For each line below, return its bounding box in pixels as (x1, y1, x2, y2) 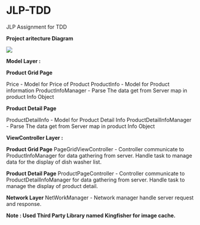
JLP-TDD (6, 4, 51, 17)
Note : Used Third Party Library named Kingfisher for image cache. (6, 212, 176, 219)
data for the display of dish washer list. (6, 158, 102, 165)
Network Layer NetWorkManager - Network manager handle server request (6, 194, 194, 201)
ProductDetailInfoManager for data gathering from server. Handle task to (6, 176, 185, 183)
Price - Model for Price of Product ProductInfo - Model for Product (6, 80, 170, 87)
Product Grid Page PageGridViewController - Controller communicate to (6, 145, 184, 152)
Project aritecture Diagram (6, 35, 73, 42)
